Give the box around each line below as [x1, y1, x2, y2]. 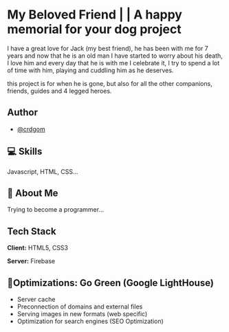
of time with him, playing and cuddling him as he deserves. [7, 66, 174, 74]
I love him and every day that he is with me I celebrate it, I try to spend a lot [7, 58, 220, 67]
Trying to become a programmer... [7, 206, 105, 214]
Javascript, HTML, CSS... [7, 167, 78, 175]
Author [7, 107, 38, 118]
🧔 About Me [7, 187, 58, 199]
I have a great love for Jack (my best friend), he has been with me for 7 [7, 44, 208, 52]
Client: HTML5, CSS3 [7, 244, 69, 252]
